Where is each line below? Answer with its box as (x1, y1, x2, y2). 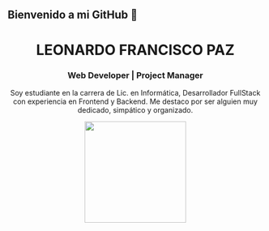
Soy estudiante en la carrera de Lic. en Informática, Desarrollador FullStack (10, 88, 261, 97)
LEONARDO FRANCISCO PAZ (36, 41, 235, 59)
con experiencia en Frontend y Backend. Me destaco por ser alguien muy (12, 96, 258, 106)
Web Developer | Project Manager (67, 70, 203, 81)
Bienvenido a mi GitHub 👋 (7, 8, 139, 22)
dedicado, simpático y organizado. (77, 105, 194, 114)
